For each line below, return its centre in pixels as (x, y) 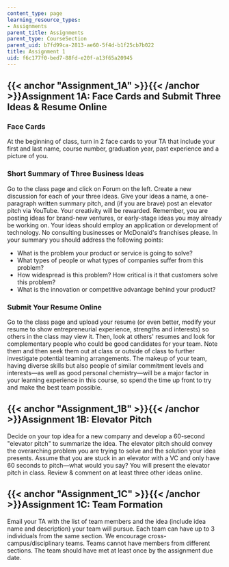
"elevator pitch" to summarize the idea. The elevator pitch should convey (110, 443)
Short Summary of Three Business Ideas (76, 174)
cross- (157, 535)
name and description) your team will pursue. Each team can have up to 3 (111, 529)
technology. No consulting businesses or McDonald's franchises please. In (112, 232)
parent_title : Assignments (45, 33)
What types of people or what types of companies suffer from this (110, 260)
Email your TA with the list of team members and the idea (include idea (107, 521)
